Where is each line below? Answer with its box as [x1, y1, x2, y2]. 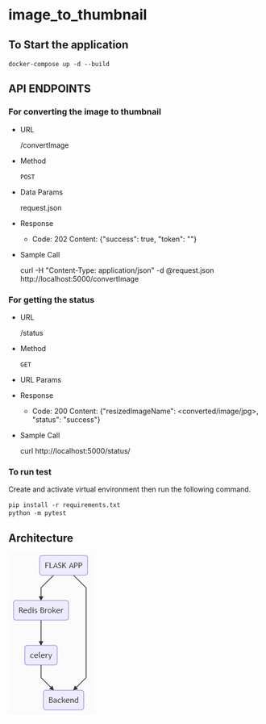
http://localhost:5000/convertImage [19, 274, 139, 283]
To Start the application [8, 38, 129, 52]
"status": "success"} [31, 414, 101, 425]
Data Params [19, 187, 63, 197]
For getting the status [8, 294, 95, 305]
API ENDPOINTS [8, 82, 91, 96]
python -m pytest [8, 509, 67, 517]
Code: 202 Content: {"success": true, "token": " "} [31, 234, 197, 244]
